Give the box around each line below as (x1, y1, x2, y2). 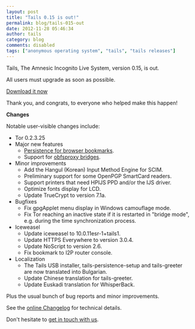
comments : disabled (6, 43, 55, 49)
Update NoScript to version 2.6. (23, 243, 103, 250)
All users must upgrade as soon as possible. (6, 76, 116, 83)
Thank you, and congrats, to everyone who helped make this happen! (6, 99, 178, 106)
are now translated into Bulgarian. (23, 268, 107, 275)
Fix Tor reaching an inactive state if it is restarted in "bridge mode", (23, 211, 190, 218)
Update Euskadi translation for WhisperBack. (23, 280, 135, 288)
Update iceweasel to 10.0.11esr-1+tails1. (23, 229, 121, 237)
